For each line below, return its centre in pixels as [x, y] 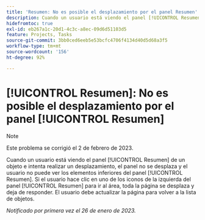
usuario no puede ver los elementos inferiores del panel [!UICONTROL [95, 172]
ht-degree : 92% [26, 57]
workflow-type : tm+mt [34, 46]
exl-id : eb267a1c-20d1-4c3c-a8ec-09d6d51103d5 [67, 29]
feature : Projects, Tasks [39, 35]
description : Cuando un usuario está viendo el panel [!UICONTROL [92, 18]
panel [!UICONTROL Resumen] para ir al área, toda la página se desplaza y [100, 185]
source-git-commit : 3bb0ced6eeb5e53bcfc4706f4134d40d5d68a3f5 [87, 40]
